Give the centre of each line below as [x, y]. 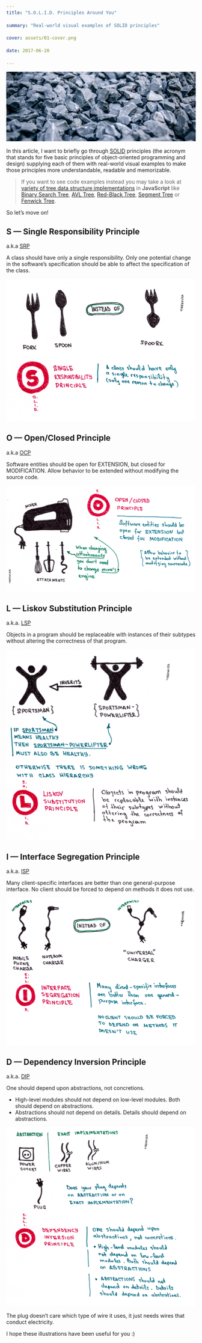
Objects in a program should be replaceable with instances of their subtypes [101, 635]
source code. [23, 477]
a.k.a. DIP [18, 1077]
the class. [18, 271]
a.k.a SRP [18, 246]
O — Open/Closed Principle [59, 438]
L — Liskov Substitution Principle [69, 608]
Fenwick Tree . [38, 201]
